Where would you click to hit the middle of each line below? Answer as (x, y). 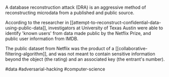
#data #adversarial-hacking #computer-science (55, 69)
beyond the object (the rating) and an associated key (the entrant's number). (85, 59)
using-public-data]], (26, 28)
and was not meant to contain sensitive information (102, 54)
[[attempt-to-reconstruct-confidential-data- (116, 23)
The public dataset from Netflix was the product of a (60, 48)
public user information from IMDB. (42, 38)
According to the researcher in (37, 23)
